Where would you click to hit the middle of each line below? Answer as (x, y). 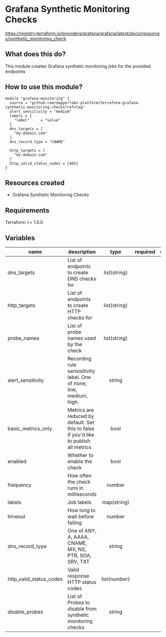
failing (75, 523)
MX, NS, (77, 549)
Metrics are (81, 410)
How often (80, 476)
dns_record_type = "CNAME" (37, 142)
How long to (82, 510)
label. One (79, 377)
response (79, 576)
